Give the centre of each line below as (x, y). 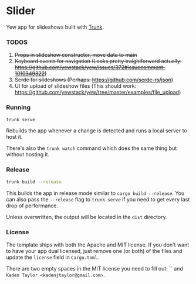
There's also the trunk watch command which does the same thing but (92, 148)
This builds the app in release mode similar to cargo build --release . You (95, 193)
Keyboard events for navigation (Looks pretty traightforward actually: (98, 61)
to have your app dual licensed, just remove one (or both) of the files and (94, 251)
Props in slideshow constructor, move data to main (76, 55)
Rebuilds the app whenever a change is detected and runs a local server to (97, 131)
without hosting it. (28, 155)
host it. (14, 137)
